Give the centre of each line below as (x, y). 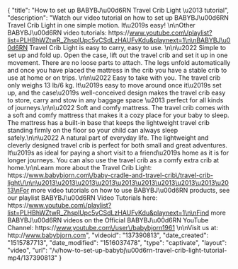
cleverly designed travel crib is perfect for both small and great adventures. (118, 145)
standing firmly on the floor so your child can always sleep (93, 130)
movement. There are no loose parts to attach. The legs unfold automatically (119, 62)
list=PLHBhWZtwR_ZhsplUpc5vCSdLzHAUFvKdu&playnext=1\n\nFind (108, 213)
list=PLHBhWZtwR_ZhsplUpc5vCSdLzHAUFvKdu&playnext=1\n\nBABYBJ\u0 (119, 40)
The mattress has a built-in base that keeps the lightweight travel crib (109, 122)
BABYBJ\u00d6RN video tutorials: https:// (68, 32)
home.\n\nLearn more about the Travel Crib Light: (80, 168)
